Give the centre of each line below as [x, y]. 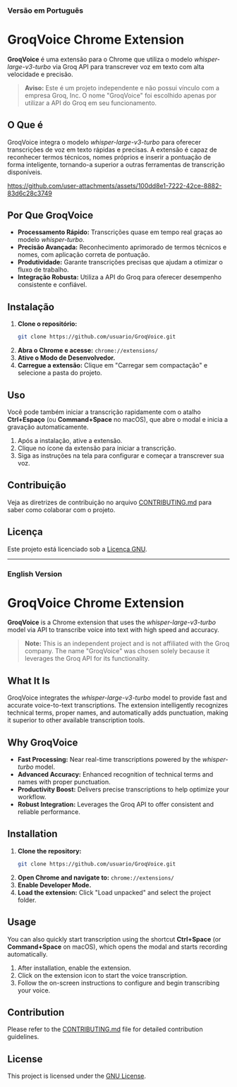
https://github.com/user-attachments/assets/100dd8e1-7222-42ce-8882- [115, 186]
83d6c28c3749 [30, 193]
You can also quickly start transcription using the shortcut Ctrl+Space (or [114, 939]
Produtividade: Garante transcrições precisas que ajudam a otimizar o [120, 262]
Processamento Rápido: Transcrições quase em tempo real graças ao [120, 232]
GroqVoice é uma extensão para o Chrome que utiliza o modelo [100, 59]
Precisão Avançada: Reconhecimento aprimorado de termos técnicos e [122, 247]
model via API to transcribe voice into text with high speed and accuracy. [114, 630]
